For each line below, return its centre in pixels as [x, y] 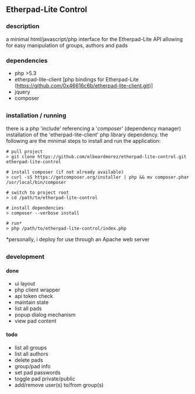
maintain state [32, 302]
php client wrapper [37, 290]
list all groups [31, 347]
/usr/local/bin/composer [36, 182]
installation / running [36, 115]
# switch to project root [37, 193]
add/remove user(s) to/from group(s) [59, 385]
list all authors [31, 354]
